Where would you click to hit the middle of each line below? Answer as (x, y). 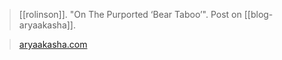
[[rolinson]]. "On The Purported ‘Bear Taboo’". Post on (130, 14)
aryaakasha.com (53, 44)
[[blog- (258, 14)
